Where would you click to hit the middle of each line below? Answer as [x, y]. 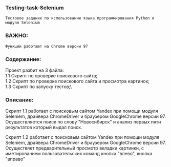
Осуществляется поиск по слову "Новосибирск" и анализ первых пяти [83, 122]
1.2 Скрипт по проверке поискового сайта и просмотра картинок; [78, 81]
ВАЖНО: [17, 36]
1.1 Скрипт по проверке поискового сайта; [51, 75]
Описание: [19, 100]
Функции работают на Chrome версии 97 [47, 46]
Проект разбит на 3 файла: [35, 70]
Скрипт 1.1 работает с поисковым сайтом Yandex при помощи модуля [82, 111]
